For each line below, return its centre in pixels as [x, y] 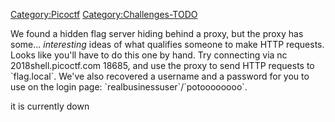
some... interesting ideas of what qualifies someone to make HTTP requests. [167, 44]
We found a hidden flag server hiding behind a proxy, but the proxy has [157, 33]
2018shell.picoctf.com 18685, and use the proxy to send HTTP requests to [162, 65]
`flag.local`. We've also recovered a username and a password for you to [160, 76]
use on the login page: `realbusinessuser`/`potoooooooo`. [129, 87]
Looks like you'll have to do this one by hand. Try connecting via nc [149, 55]
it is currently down [50, 106]
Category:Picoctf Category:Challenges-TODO [104, 14]
